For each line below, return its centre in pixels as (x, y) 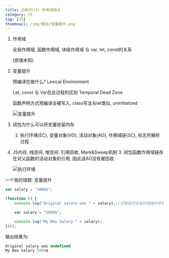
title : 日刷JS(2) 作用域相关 (33, 10)
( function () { (21, 199)
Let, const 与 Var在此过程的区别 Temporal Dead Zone (68, 92)
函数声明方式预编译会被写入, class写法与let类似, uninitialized (75, 103)
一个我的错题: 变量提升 (28, 180)
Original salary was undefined (38, 246)
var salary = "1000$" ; (29, 189)
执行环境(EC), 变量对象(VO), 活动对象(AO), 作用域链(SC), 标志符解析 (90, 135)
